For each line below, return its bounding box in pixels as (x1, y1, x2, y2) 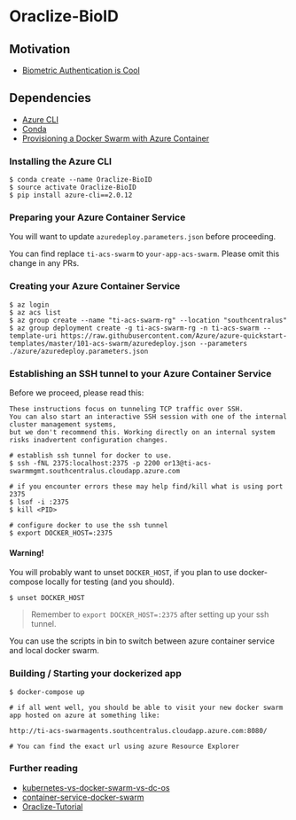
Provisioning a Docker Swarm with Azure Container (21, 133, 210, 144)
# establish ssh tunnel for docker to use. (9, 451, 173, 460)
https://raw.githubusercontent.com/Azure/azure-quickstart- (60, 331, 288, 340)
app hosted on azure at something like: (9, 711, 161, 720)
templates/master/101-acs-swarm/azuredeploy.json (9, 339, 197, 348)
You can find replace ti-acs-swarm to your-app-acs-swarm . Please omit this (9, 248, 280, 259)
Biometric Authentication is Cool (21, 65, 140, 75)
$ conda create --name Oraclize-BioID (9, 176, 152, 184)
